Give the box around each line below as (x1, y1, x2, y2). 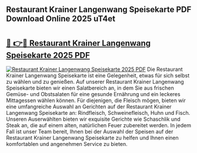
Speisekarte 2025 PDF (6, 50, 90, 60)
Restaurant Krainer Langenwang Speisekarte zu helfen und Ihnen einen (6, 134, 179, 141)
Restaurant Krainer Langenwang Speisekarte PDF (6, 5, 192, 15)
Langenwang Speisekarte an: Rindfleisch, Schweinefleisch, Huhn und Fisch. (6, 110, 191, 116)
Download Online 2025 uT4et (6, 14, 116, 24)
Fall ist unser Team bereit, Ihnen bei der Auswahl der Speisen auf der (6, 128, 173, 135)
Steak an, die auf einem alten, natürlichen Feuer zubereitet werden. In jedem (6, 122, 191, 128)
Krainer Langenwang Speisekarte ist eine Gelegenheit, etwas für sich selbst (6, 72, 190, 79)
